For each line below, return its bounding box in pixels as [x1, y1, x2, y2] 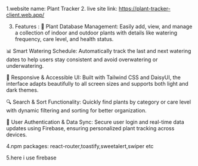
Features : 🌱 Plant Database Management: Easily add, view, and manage [14, 23, 193, 30]
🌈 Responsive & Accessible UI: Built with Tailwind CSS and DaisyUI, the [6, 74, 181, 81]
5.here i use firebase [6, 154, 57, 161]
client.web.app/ [6, 11, 45, 18]
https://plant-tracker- [118, 5, 171, 12]
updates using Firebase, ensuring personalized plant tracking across [6, 125, 175, 131]
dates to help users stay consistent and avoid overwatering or [6, 56, 158, 63]
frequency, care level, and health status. [14, 36, 114, 42]
